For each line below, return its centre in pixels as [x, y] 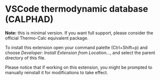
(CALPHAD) [29, 19]
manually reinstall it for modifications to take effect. [57, 72]
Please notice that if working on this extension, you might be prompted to [79, 67]
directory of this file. [25, 58]
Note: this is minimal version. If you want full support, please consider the [79, 33]
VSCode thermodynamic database [77, 9]
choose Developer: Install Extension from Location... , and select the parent [80, 53]
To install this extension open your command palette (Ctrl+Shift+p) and [76, 47]
